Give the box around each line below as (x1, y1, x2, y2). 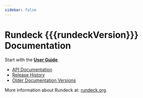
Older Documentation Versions (12, 77, 76, 83)
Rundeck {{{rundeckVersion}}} (5, 29, 139, 40)
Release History (12, 72, 45, 78)
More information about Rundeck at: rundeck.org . (5, 87, 108, 93)
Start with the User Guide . (5, 57, 59, 63)
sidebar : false (5, 7, 37, 13)
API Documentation (12, 66, 52, 72)
